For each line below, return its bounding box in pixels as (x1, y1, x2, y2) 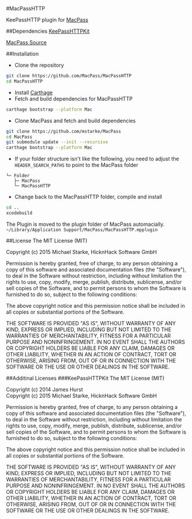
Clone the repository (14, 61, 64, 68)
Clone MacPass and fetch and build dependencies (14, 117, 136, 124)
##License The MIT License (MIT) (6, 237, 88, 244)
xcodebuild (6, 210, 33, 216)
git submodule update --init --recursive (6, 139, 109, 145)
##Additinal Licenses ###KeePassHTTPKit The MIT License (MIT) (6, 374, 165, 381)
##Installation (6, 50, 39, 57)
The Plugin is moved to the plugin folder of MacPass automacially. (6, 221, 165, 228)
